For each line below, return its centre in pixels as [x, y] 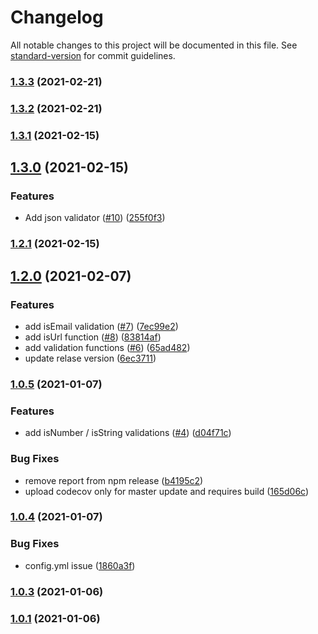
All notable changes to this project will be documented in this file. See [154, 45]
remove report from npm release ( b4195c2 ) [114, 480]
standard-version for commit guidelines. [93, 55]
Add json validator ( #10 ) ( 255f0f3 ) [95, 218]
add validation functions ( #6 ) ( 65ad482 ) [107, 347]
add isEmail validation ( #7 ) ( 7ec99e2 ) [101, 326]
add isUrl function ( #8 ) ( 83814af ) [93, 337]
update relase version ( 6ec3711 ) [90, 358]
